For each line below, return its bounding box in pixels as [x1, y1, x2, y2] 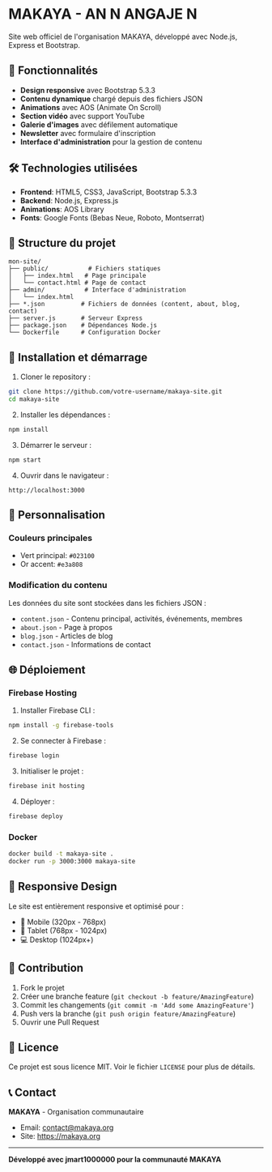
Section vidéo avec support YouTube [19, 111, 145, 121]
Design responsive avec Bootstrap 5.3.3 [19, 85, 156, 95]
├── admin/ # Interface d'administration [8, 286, 186, 294]
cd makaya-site [8, 395, 60, 403]
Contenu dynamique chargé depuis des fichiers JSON [19, 94, 203, 104]
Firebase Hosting [8, 687, 78, 698]
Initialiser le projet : [19, 766, 84, 776]
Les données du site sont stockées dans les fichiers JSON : [8, 598, 206, 607]
